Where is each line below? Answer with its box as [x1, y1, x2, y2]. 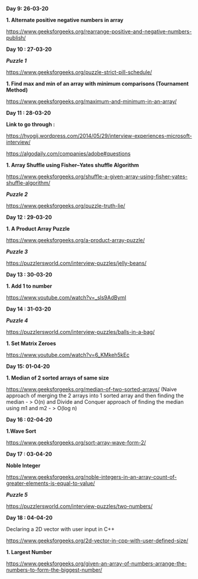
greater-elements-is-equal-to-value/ [6, 480, 95, 487]
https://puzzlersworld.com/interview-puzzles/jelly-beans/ [6, 260, 147, 266]
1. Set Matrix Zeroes [6, 340, 56, 347]
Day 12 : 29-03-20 [6, 214, 52, 221]
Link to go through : [6, 121, 55, 128]
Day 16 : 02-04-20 [6, 416, 53, 423]
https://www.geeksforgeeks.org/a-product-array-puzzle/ [6, 237, 145, 243]
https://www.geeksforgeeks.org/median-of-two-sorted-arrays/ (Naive [6, 386, 177, 393]
